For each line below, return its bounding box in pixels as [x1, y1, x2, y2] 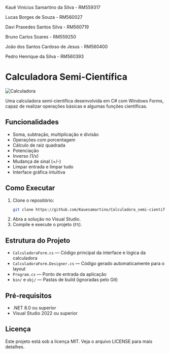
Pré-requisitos [5, 291, 52, 300]
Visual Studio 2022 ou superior [12, 310, 78, 316]
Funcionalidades [5, 118, 59, 126]
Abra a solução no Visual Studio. [12, 216, 81, 222]
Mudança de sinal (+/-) [12, 158, 61, 164]
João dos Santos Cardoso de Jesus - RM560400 [5, 44, 108, 50]
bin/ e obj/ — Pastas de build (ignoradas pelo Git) [12, 276, 118, 283]
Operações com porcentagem [12, 136, 76, 143]
